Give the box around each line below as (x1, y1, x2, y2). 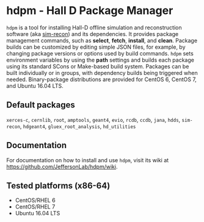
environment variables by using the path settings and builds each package (6, 56, 194, 63)
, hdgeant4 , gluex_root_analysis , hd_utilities (20, 123, 136, 130)
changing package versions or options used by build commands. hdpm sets (6, 49, 194, 57)
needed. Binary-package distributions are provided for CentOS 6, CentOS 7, (6, 76, 197, 83)
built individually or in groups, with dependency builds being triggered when (6, 69, 198, 76)
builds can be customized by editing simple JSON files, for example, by (6, 43, 186, 51)
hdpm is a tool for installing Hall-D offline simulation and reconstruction (6, 24, 182, 31)
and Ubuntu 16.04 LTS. (6, 82, 64, 89)
